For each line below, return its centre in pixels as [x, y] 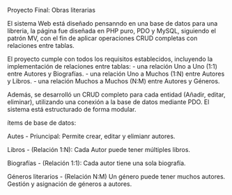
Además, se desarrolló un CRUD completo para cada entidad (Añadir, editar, [116, 94]
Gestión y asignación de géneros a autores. [70, 184]
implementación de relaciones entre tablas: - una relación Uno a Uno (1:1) [113, 66]
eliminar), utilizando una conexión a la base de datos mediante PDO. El [108, 102]
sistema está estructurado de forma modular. [72, 109]
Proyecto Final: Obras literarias [52, 10]
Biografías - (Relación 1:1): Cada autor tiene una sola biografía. [96, 163]
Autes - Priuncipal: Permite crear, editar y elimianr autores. [91, 136]
